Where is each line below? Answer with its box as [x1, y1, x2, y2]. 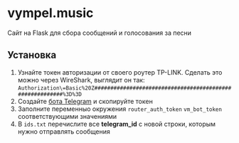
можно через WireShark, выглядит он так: [17, 75, 145, 84]
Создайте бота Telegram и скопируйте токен [17, 97, 153, 105]
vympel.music [7, 5, 94, 21]
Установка [7, 49, 57, 61]
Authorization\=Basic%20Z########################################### [17, 84, 232, 92]
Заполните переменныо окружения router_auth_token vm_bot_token [17, 105, 223, 113]
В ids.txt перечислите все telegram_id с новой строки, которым [17, 120, 216, 128]
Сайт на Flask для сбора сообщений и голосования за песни [7, 28, 192, 37]
